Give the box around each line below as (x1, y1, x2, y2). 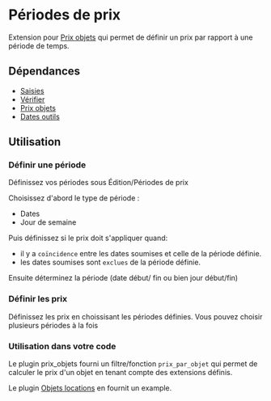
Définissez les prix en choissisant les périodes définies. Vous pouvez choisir (8, 311, 263, 321)
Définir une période (8, 159, 87, 171)
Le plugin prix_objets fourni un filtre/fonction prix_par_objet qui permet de (8, 359, 258, 369)
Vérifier (19, 95, 45, 104)
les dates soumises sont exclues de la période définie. (19, 257, 201, 268)
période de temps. (8, 40, 70, 50)
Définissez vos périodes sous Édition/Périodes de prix (8, 178, 188, 188)
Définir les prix (8, 293, 67, 305)
